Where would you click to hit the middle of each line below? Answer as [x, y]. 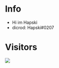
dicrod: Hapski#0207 [33, 27]
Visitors [21, 47]
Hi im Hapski [25, 22]
